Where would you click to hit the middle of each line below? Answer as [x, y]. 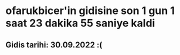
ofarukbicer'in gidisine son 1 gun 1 [90, 11]
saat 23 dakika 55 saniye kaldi [80, 23]
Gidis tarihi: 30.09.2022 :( [54, 45]
